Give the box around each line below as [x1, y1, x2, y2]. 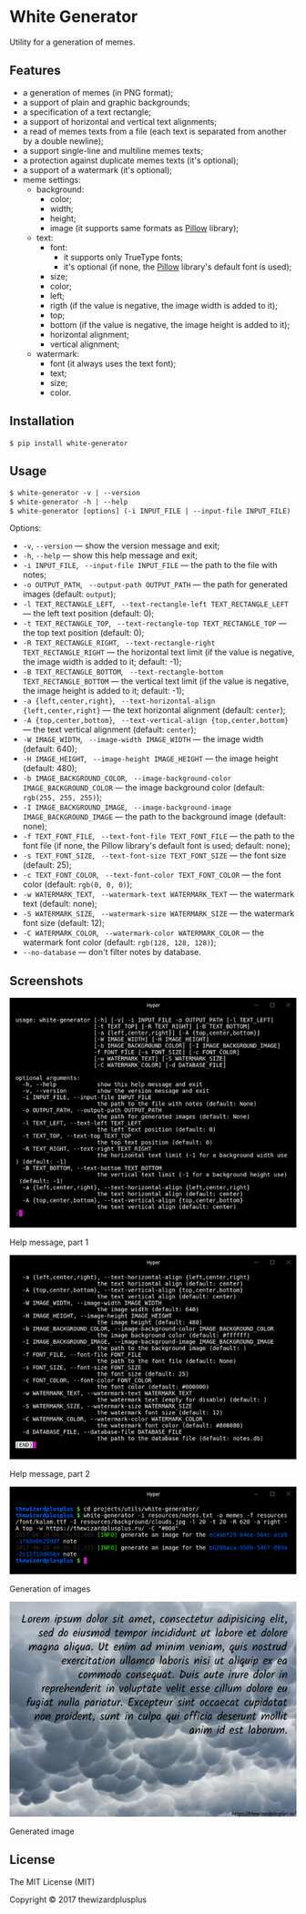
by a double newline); [22, 135, 105, 147]
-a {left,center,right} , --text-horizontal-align [22, 695, 216, 707]
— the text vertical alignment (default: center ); [22, 724, 197, 735]
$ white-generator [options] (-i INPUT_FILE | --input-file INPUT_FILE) [9, 507, 291, 516]
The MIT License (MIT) [9, 1876, 96, 1887]
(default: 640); [22, 744, 77, 755]
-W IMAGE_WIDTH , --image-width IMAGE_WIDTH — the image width [22, 734, 264, 745]
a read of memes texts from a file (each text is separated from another [22, 126, 287, 137]
